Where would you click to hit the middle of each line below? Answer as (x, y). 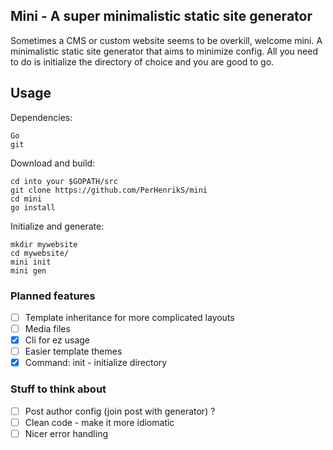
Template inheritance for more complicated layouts (129, 317)
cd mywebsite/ (40, 253)
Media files (47, 328)
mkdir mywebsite (44, 244)
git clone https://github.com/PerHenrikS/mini (109, 190)
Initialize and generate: (57, 226)
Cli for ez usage (57, 340)
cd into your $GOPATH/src (64, 181)
